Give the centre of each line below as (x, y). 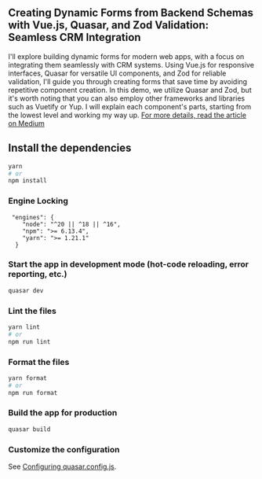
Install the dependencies (70, 148)
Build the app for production (63, 413)
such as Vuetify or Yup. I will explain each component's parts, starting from (130, 106)
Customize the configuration (64, 449)
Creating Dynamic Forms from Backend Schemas (131, 13)
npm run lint (29, 341)
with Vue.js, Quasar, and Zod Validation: (109, 26)
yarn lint (24, 327)
